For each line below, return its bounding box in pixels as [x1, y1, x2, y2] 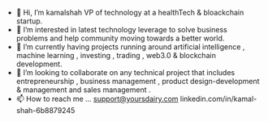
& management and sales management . [15, 85, 151, 95]
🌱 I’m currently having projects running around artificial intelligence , [15, 42, 245, 52]
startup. [15, 16, 43, 26]
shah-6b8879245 [15, 106, 76, 115]
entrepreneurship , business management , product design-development [15, 77, 260, 86]
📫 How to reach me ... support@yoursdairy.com [15, 94, 179, 103]
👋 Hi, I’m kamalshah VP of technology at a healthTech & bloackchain [15, 8, 244, 17]
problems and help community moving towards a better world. [15, 33, 225, 43]
